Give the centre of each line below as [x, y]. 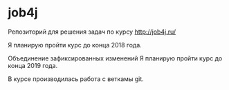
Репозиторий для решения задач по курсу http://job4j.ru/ [92, 32]
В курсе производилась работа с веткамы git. [76, 79]
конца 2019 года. [33, 65]
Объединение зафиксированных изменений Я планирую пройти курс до [115, 58]
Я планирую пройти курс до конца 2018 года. [75, 45]
